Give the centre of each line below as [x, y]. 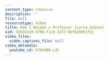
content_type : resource [29, 9]
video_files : [18, 37]
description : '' [21, 14]
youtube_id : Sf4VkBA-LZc [34, 50]
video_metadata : [21, 45]
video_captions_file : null [37, 41]
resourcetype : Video [26, 23]
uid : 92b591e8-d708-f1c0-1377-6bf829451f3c [50, 32]
